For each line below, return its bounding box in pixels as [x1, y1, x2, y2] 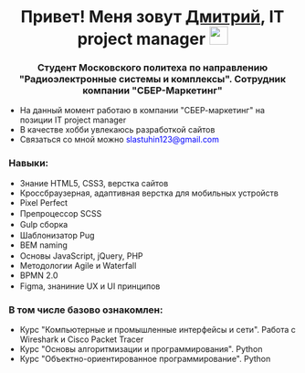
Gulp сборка [20, 218, 68, 229]
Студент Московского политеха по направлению [37, 61, 268, 74]
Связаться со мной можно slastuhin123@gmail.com [20, 134, 220, 145]
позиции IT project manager [20, 114, 127, 125]
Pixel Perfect [20, 197, 68, 208]
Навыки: [8, 157, 49, 170]
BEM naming [20, 240, 68, 250]
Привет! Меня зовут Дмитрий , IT [20, 6, 285, 27]
